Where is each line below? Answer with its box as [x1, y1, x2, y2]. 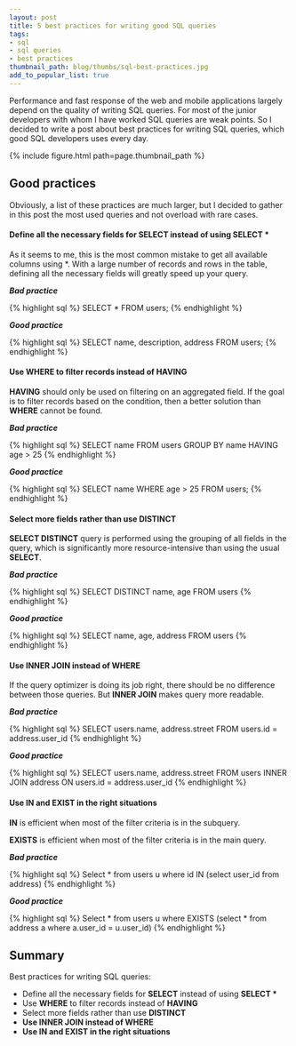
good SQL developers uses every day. [9, 132, 149, 143]
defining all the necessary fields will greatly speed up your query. [9, 267, 249, 278]
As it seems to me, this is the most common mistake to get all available [9, 249, 268, 260]
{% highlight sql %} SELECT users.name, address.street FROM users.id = [9, 723, 278, 734]
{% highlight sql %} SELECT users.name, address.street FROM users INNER [9, 768, 287, 779]
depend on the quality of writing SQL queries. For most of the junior [9, 104, 257, 116]
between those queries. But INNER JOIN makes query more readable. [9, 690, 264, 700]
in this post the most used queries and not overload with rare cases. [9, 209, 259, 220]
